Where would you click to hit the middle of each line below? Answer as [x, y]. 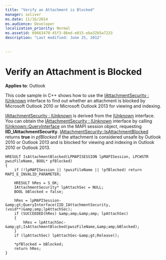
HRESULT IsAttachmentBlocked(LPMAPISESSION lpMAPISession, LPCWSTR [77, 156]
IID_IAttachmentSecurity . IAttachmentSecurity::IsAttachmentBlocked [77, 131]
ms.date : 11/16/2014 [27, 19]
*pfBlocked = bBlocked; [39, 244]
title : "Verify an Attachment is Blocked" [50, 10]
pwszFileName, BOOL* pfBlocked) [39, 161]
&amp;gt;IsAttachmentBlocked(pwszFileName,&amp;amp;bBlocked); [72, 226]
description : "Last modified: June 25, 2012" [53, 38]
